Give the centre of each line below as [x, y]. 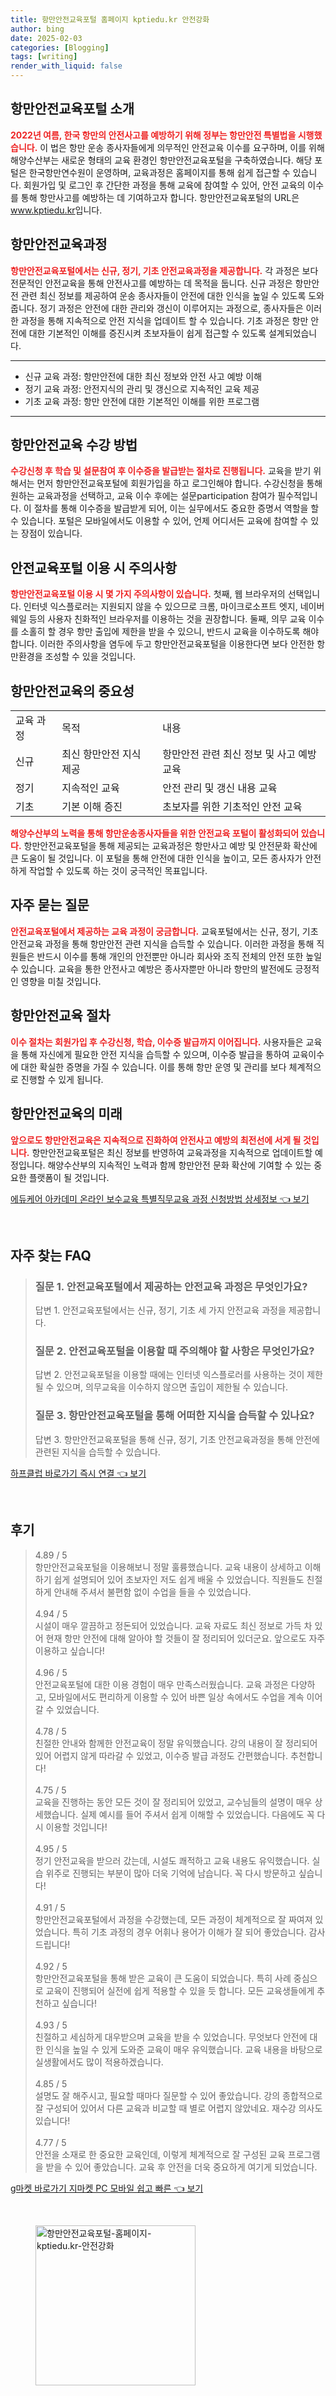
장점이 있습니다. [51, 533]
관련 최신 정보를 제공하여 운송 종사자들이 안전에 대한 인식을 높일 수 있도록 [163, 295]
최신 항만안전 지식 [101, 754]
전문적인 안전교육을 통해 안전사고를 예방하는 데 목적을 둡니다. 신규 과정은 [151, 283]
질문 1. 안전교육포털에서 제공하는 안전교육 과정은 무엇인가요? [171, 1286]
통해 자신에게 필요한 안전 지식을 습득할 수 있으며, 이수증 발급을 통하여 [155, 1054]
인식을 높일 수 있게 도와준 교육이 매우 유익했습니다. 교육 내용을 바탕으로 [184, 2049]
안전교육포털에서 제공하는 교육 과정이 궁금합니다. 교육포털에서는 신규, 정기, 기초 [164, 931]
